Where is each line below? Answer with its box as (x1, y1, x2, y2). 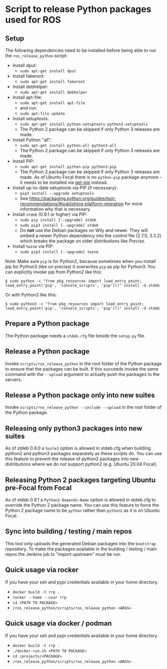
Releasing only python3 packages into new (5, 424, 142, 433)
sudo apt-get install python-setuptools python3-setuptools (19, 122, 148, 127)
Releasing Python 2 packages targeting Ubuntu (5, 476, 156, 484)
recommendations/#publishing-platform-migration (19, 201, 124, 206)
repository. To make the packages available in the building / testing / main (5, 546, 157, 552)
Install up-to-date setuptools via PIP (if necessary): (12, 185, 117, 191)
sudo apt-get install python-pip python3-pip (19, 164, 116, 169)
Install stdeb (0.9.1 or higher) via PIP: (12, 211, 87, 217)
